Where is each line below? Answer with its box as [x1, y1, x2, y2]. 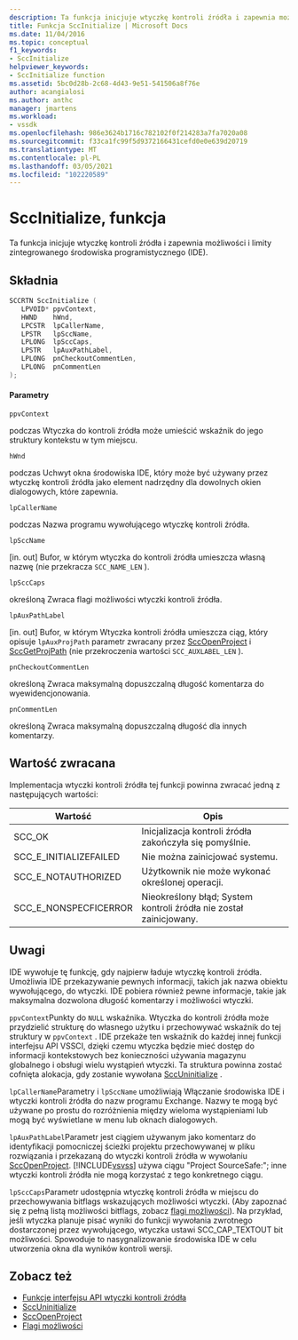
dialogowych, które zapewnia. [9, 486, 119, 497]
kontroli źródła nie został [141, 901, 244, 913]
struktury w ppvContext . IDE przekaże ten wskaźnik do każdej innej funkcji [9, 1031, 282, 1041]
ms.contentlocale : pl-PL [9, 153, 101, 163]
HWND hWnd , [20, 313, 74, 322]
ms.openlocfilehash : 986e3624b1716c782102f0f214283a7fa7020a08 [9, 129, 248, 138]
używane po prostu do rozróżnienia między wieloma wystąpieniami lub [9, 1105, 269, 1115]
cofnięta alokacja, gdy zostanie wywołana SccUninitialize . [9, 1068, 223, 1080]
